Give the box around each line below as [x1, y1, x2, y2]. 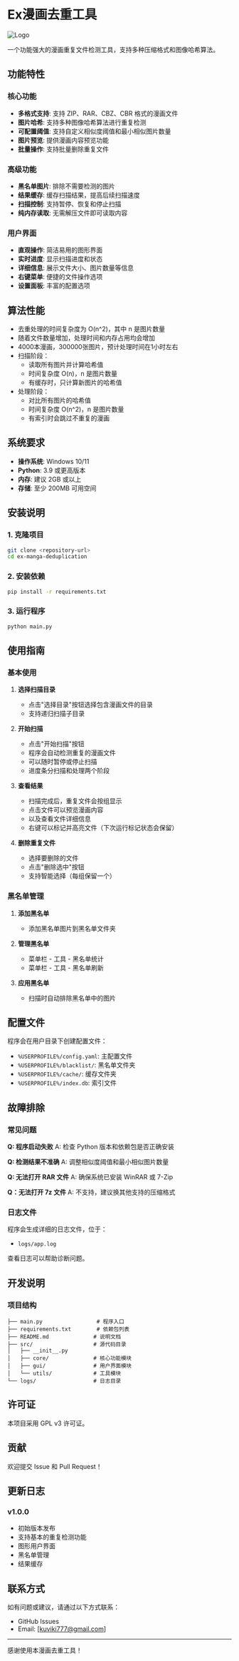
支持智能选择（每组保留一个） [28, 872, 116, 880]
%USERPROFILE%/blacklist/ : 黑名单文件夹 [17, 1061, 136, 1069]
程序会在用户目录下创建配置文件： [7, 1036, 107, 1046]
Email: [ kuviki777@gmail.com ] [17, 1625, 107, 1633]
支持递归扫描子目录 [28, 710, 85, 718]
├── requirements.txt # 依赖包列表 [7, 1326, 130, 1333]
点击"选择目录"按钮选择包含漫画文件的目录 [28, 700, 153, 709]
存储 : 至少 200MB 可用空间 [17, 483, 97, 493]
